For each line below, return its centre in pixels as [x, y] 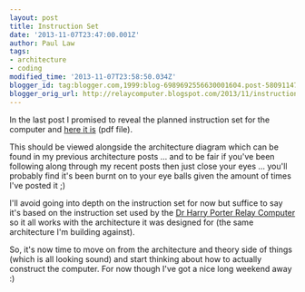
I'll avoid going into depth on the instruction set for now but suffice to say [146, 203]
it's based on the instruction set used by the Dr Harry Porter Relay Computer [152, 212]
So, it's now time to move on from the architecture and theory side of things [151, 249]
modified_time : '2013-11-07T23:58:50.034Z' [93, 77]
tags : [20, 52]
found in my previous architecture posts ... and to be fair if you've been [142, 156]
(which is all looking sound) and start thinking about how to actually [136, 258]
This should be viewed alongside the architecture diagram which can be [144, 147]
